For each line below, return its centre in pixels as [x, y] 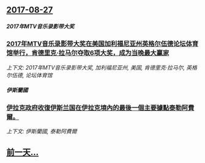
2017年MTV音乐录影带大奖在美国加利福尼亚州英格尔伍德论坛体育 [102, 44]
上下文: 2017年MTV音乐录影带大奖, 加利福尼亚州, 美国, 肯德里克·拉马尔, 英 [99, 67]
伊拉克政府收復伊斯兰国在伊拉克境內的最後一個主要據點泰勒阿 [97, 107]
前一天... [23, 152]
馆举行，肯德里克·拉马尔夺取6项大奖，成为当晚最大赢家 [88, 53]
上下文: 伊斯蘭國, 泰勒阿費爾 [42, 131]
